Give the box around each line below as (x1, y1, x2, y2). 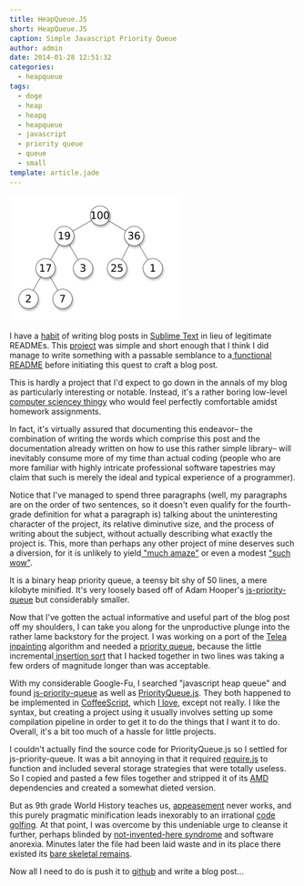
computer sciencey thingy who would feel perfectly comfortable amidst (9, 396, 278, 407)
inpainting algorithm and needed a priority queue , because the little (9, 640, 262, 651)
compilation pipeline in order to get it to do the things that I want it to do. (9, 716, 280, 727)
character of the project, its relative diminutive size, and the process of (9, 519, 275, 529)
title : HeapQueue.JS (9, 15, 88, 24)
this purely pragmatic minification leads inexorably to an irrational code (9, 810, 276, 821)
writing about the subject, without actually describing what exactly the (9, 528, 273, 539)
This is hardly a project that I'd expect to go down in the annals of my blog (9, 377, 288, 388)
